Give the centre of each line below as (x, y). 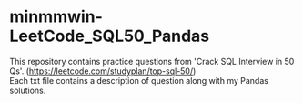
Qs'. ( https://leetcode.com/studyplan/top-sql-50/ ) (103, 71)
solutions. (28, 90)
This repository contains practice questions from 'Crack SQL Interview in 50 (152, 61)
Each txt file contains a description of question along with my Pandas (139, 80)
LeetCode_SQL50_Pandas (110, 36)
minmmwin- (56, 17)
